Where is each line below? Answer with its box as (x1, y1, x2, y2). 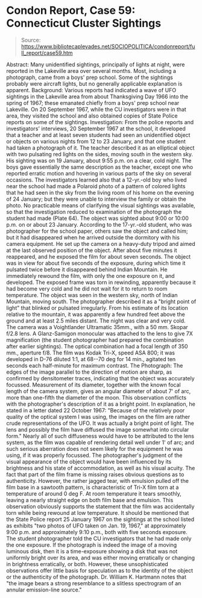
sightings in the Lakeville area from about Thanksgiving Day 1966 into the (6, 93, 189, 100)
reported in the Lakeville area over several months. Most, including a (6, 67, 177, 74)
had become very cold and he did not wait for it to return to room (6, 285, 168, 292)
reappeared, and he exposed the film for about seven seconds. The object (6, 253, 191, 260)
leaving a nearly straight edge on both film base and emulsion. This (6, 496, 174, 503)
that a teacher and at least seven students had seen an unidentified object (6, 131, 191, 139)
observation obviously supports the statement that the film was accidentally (6, 503, 195, 510)
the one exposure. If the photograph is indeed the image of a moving (6, 541, 177, 549)
